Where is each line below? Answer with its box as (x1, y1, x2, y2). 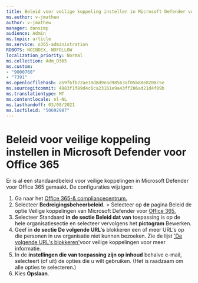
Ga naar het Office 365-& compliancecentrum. (14, 195, 128, 202)
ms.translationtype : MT (6, 91, 65, 97)
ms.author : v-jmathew (6, 14, 60, 20)
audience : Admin (6, 31, 46, 37)
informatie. (14, 245, 41, 252)
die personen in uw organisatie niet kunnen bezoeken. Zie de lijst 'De (14, 232, 183, 239)
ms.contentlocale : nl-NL (6, 96, 67, 102)
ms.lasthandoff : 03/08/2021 (6, 101, 75, 108)
